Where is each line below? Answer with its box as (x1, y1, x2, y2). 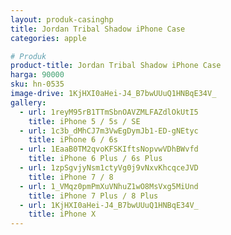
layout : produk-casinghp (10, 14, 114, 25)
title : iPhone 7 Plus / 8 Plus (28, 191, 159, 201)
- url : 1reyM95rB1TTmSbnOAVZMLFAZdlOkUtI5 (19, 107, 199, 117)
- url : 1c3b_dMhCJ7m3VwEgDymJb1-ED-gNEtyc (19, 126, 199, 136)
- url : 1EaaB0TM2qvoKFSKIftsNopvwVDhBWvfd (19, 144, 199, 155)
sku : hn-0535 (10, 79, 65, 90)
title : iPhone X (28, 209, 97, 220)
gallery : (10, 97, 47, 108)
